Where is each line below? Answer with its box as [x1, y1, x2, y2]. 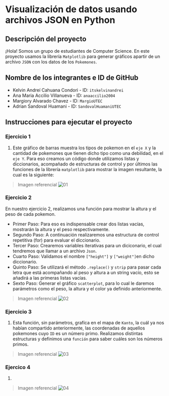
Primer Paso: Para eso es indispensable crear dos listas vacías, [12, 221, 145, 227]
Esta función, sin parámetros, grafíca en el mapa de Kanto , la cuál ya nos [12, 320, 164, 326]
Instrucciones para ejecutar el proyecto [5, 118, 133, 126]
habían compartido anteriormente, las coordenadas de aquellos [12, 325, 145, 331]
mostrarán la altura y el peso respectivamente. [12, 226, 110, 232]
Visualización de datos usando [5, 4, 138, 15]
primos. [12, 341, 29, 347]
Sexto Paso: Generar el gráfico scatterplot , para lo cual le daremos [12, 280, 154, 286]
